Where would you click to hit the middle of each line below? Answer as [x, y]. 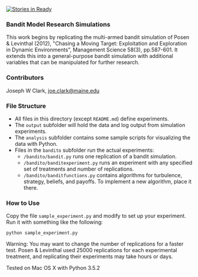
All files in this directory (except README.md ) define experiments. [92, 119]
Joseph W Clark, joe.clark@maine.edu [53, 90]
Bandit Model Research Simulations [58, 24]
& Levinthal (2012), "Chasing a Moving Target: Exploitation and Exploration [97, 44]
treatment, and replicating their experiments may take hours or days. [90, 256]
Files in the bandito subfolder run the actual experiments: [84, 150]
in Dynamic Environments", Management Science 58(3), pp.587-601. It [92, 50]
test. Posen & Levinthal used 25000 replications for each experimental [92, 250]
